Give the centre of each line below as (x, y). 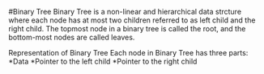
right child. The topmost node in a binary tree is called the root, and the (127, 29)
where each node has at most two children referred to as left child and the (132, 20)
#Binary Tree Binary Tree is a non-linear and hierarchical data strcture (125, 12)
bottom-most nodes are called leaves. (72, 37)
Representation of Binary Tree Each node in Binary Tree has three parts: (128, 53)
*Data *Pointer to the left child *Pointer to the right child (103, 61)
